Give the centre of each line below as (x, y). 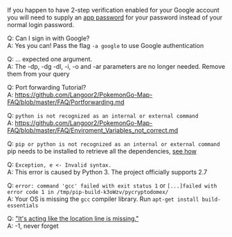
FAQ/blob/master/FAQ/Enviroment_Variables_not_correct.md (93, 130)
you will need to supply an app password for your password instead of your (115, 17)
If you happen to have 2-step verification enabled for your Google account (113, 10)
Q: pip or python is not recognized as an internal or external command (114, 144)
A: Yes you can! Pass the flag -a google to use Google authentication (106, 46)
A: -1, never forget (33, 226)
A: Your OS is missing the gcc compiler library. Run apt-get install (103, 199)
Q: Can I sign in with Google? (48, 38)
